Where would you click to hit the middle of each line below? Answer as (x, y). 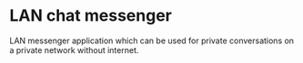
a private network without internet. (74, 49)
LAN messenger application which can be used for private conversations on (151, 40)
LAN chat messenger (91, 16)
